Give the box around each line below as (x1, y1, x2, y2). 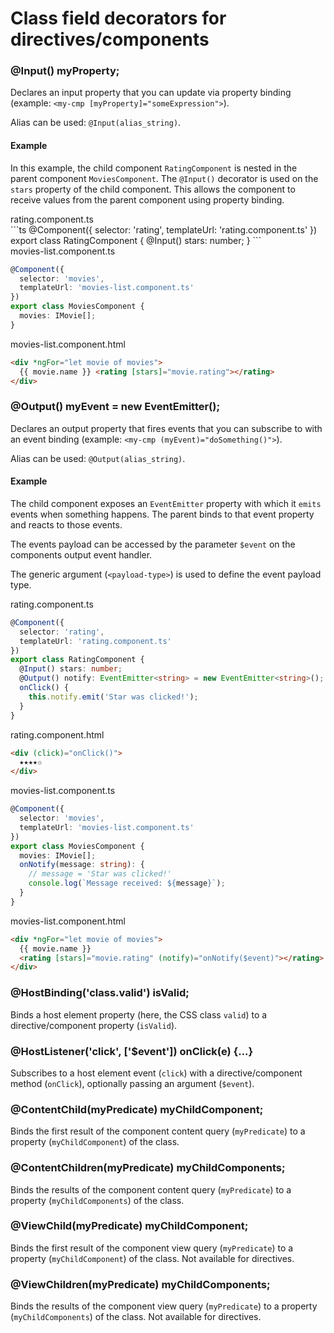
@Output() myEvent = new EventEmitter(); (10, 400, 221, 414)
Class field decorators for (10, 7, 227, 30)
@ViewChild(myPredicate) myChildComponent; (10, 1219, 249, 1233)
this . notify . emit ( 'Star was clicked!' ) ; (28, 692, 199, 702)
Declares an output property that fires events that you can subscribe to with (10, 422, 323, 434)
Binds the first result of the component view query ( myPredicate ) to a (10, 1242, 294, 1254)
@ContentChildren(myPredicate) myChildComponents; (10, 1161, 286, 1175)
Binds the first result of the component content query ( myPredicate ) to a (10, 1125, 306, 1137)
